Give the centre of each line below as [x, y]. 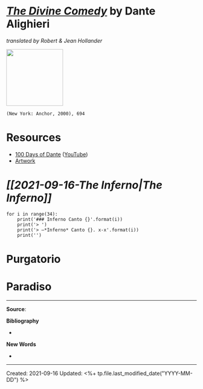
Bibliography [23, 321]
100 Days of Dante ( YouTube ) [51, 154]
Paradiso [29, 287]
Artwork [25, 161]
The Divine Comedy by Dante [81, 11]
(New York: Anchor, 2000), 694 [46, 114]
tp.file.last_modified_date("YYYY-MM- [145, 373]
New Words [21, 344]
